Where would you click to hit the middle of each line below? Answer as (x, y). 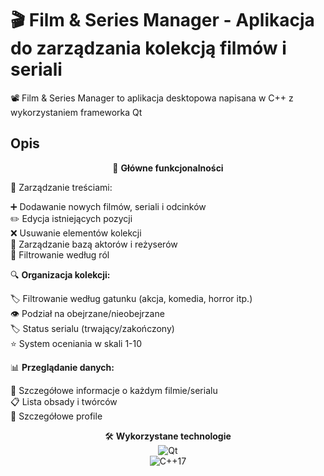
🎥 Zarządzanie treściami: (61, 187)
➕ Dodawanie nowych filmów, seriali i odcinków (108, 206)
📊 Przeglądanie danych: (62, 367)
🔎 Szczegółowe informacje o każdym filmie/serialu (114, 390)
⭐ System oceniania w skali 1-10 (76, 343)
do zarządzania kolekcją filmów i (148, 48)
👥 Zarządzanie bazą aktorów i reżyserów (94, 244)
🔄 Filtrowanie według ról (60, 254)
